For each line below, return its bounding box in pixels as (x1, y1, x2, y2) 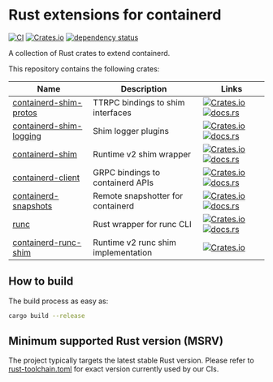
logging (12, 130, 42, 141)
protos (12, 107, 38, 118)
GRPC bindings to (93, 166, 161, 178)
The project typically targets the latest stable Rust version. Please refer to (8, 355, 254, 366)
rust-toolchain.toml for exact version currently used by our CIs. (8, 364, 219, 374)
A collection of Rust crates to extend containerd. (8, 48, 171, 58)
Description (120, 83, 167, 94)
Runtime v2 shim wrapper (93, 148, 192, 160)
